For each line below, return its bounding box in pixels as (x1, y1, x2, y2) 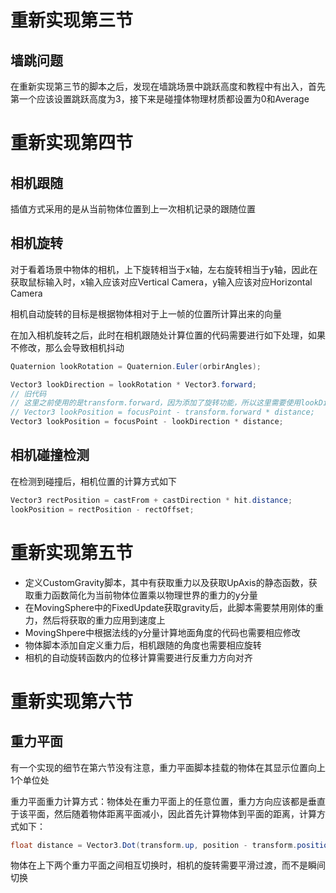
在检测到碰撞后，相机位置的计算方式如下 (10, 475, 177, 487)
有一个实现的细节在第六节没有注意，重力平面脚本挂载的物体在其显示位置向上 (10, 761, 326, 773)
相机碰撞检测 (10, 447, 90, 464)
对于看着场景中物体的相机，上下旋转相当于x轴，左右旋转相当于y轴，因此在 (10, 263, 318, 275)
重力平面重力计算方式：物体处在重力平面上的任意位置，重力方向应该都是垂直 (10, 795, 326, 807)
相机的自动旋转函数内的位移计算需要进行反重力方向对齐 (24, 651, 253, 663)
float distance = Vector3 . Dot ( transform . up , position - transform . (10, 840, 298, 850)
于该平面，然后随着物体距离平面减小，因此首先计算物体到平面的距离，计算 (10, 807, 317, 820)
